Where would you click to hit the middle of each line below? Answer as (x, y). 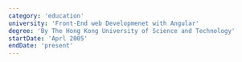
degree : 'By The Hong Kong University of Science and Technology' (122, 31)
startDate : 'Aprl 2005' (48, 38)
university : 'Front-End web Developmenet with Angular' (104, 23)
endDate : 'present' (41, 46)
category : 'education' (46, 16)
